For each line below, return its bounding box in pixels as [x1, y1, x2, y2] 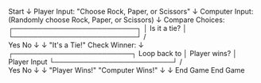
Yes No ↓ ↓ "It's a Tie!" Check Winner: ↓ [8, 40, 145, 50]
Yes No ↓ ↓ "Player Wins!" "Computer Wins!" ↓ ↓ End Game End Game [8, 66, 245, 74]
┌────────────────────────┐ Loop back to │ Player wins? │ [8, 49, 238, 58]
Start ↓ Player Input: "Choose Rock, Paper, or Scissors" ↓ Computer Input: [8, 7, 254, 16]
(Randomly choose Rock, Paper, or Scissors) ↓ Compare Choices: [8, 15, 225, 25]
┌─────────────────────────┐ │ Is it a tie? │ [8, 24, 188, 32]
